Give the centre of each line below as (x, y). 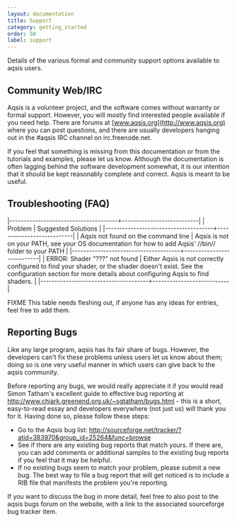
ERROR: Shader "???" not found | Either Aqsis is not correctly (135, 258)
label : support (30, 40)
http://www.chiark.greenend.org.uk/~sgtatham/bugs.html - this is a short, (115, 401)
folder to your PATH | (38, 251)
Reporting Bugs (42, 332)
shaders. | (22, 281)
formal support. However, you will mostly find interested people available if (116, 115)
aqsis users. (25, 68)
